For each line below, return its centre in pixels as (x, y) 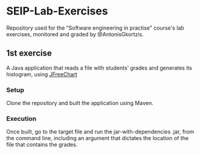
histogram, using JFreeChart (42, 74)
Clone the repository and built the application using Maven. (80, 103)
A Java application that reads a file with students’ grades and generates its (99, 68)
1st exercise (29, 53)
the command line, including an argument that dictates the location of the (98, 138)
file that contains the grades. (42, 145)
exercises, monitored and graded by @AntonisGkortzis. (75, 34)
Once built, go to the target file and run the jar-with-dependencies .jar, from (100, 132)
